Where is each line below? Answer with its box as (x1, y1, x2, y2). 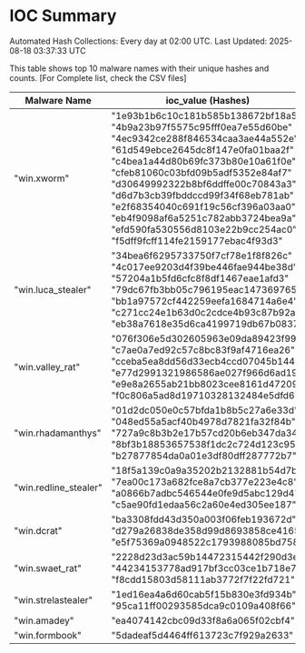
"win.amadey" (14, 614, 74, 627)
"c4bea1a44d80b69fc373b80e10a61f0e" (111, 155, 297, 167)
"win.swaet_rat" (14, 561, 82, 574)
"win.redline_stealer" (14, 481, 103, 494)
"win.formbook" (14, 628, 82, 641)
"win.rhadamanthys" (14, 427, 102, 439)
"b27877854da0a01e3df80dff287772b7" (111, 449, 297, 462)
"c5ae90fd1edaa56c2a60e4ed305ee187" (111, 497, 297, 510)
